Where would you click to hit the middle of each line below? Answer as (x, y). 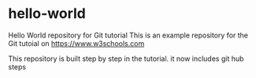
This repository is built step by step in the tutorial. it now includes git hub (126, 58)
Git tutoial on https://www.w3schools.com (76, 43)
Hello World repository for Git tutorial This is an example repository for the (128, 35)
